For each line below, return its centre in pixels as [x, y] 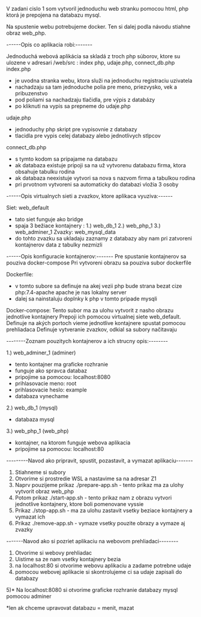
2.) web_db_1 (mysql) [32, 408]
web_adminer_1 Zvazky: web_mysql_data [65, 232]
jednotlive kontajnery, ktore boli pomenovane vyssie [79, 504]
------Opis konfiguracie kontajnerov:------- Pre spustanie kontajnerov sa [96, 256]
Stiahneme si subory [40, 472]
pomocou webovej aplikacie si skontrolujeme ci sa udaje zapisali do [98, 572]
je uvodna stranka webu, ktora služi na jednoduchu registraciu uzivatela [103, 81]
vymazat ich [30, 517]
